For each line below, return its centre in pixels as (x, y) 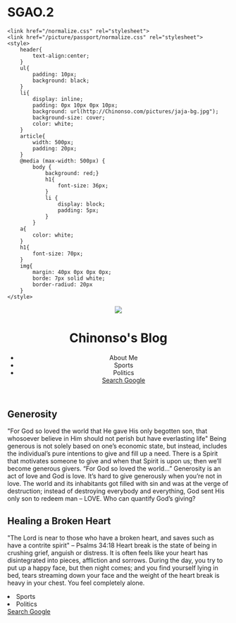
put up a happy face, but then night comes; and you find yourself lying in (113, 568)
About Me (124, 357)
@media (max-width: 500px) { (63, 161)
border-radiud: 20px (63, 284)
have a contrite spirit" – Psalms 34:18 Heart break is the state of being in (112, 545)
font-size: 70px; (58, 254)
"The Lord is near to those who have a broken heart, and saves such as (111, 538)
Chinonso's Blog (118, 338)
